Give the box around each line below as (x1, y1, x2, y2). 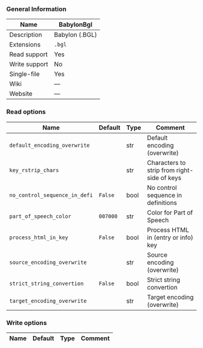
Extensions (9, 40, 41, 49)
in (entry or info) (147, 233, 193, 242)
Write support (9, 60, 48, 68)
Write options (6, 318, 47, 327)
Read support (9, 50, 48, 59)
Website (9, 89, 33, 98)
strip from (147, 166, 175, 174)
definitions (147, 198, 177, 207)
